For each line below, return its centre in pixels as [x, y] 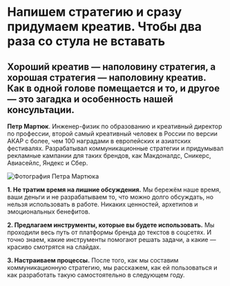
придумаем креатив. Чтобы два [105, 27]
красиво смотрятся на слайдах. [54, 247]
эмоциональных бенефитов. [49, 212]
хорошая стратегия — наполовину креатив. [107, 78]
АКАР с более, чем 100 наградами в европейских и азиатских [99, 141]
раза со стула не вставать [86, 41]
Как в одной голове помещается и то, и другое [113, 88]
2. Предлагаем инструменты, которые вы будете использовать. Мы [111, 225]
